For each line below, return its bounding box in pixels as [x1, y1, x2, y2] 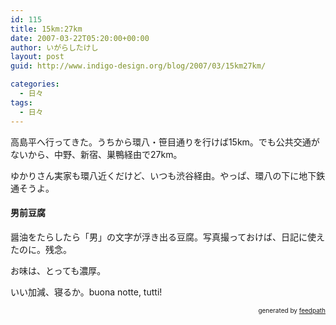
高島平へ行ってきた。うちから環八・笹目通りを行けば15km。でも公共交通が [10, 136, 320, 148]
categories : [10, 79, 60, 90]
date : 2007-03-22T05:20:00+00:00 [10, 33, 150, 43]
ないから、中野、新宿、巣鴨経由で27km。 [10, 148, 183, 160]
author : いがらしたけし [10, 42, 99, 53]
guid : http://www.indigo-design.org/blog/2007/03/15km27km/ [10, 61, 267, 71]
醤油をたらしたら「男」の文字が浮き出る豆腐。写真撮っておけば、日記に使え [10, 231, 325, 243]
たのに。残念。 [10, 243, 72, 255]
